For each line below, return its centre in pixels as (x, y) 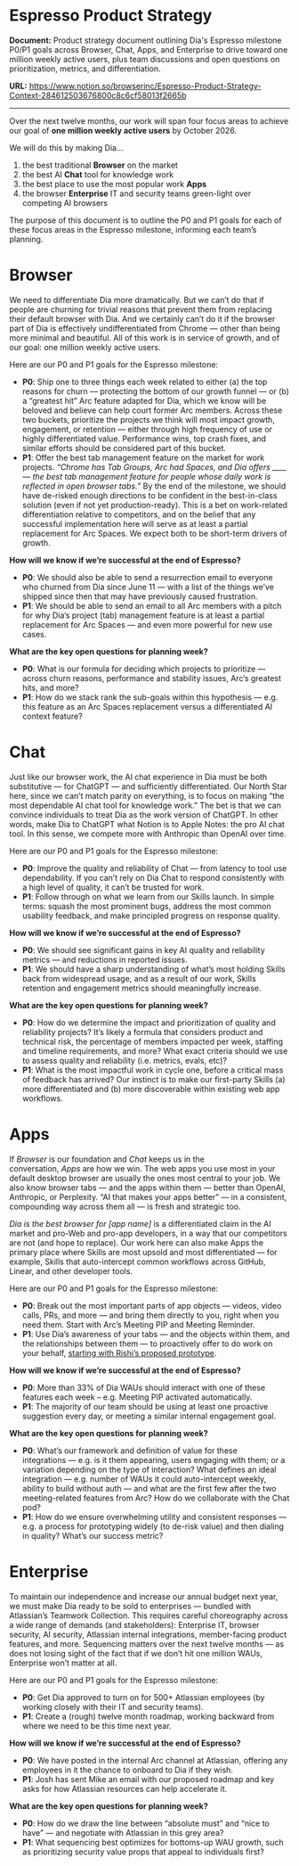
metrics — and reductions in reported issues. (105, 959)
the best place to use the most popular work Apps (114, 184)
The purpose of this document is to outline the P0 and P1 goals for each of (145, 220)
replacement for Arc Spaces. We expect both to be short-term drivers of (154, 533)
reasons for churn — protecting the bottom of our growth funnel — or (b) (155, 391)
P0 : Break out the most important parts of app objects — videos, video (152, 1305)
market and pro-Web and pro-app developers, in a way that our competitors (148, 1233)
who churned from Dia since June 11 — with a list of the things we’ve (148, 587)
